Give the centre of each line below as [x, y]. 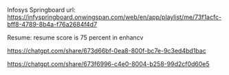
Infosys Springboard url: [41, 10]
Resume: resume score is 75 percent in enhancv [75, 37]
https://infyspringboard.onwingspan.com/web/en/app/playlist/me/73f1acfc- [115, 17]
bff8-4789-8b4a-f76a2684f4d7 [52, 24]
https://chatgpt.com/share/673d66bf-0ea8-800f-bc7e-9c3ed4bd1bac [107, 51]
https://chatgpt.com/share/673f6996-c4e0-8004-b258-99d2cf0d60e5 [108, 64]
